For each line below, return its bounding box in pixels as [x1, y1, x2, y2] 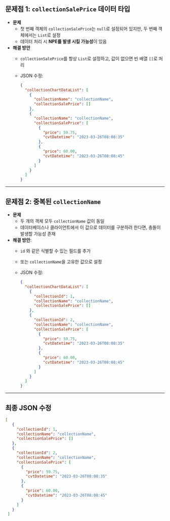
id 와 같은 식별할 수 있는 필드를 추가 [20, 248, 91, 254]
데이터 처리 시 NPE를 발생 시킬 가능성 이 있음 [20, 38, 107, 44]
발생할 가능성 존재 [20, 231, 56, 237]
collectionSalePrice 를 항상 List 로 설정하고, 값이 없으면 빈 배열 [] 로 [20, 55, 158, 61]
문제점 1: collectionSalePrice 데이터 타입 [5, 5, 131, 14]
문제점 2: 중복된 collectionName [5, 197, 101, 206]
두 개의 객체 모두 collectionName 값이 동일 [20, 218, 105, 224]
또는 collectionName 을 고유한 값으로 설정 [20, 258, 102, 265]
